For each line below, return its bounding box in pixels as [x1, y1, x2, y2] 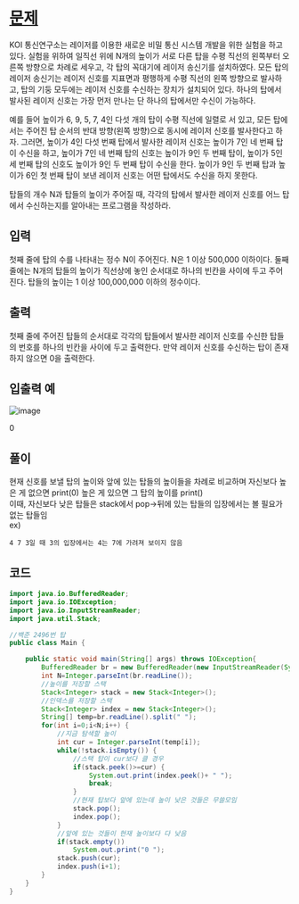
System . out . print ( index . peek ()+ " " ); [88, 771, 233, 780]
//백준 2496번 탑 [9, 630, 67, 639]
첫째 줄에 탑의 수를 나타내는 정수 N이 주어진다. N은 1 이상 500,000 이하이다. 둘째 [9, 253, 289, 264]
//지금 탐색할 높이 [56, 729, 117, 739]
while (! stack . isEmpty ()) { [56, 746, 158, 755]
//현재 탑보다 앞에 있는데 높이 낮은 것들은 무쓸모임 [72, 796, 238, 805]
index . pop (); [72, 812, 122, 821]
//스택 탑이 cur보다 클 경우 [72, 754, 165, 763]
